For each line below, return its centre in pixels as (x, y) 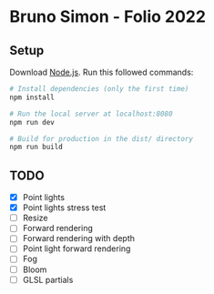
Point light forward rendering (76, 248)
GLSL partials (48, 279)
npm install (32, 97)
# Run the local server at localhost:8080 (91, 114)
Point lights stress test (64, 208)
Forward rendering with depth (78, 238)
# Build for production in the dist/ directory (102, 138)
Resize (35, 218)
